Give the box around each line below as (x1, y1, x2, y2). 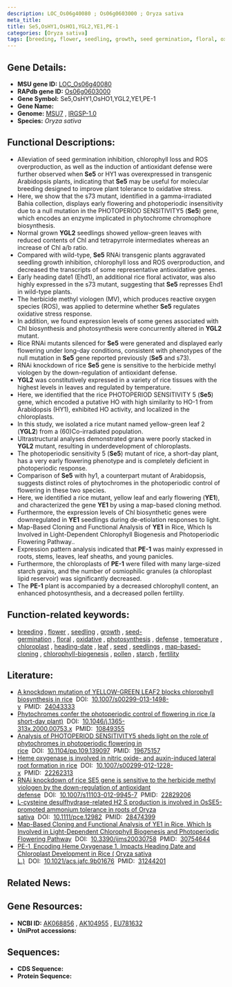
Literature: (7, 669, 54, 681)
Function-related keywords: (7, 609, 130, 621)
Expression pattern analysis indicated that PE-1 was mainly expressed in (17, 545, 223, 553)
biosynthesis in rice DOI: (17, 695, 88, 703)
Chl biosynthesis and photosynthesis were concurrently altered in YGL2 (17, 324, 222, 332)
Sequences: (7, 946, 60, 958)
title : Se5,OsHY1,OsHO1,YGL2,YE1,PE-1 (7, 23, 119, 30)
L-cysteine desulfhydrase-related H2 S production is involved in (17, 798, 199, 806)
